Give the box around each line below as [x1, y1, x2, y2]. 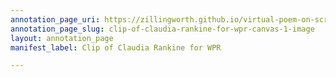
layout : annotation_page [10, 33, 114, 43]
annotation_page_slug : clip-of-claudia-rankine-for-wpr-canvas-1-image [10, 24, 315, 34]
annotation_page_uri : [10, 14, 101, 25]
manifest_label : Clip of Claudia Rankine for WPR [10, 42, 222, 53]
